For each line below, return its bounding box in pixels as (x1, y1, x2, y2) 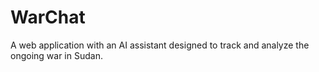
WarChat (10, 6, 86, 29)
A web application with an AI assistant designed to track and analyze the (10, 39, 310, 51)
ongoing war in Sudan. (10, 49, 103, 61)
